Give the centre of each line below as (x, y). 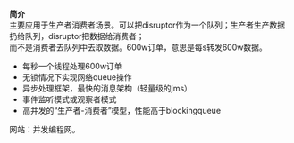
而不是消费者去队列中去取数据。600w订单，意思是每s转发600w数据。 (138, 47)
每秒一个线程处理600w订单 (72, 66)
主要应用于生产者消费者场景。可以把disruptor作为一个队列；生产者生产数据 (147, 25)
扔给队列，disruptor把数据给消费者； (77, 36)
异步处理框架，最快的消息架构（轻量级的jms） (107, 88)
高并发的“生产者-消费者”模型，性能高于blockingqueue (122, 111)
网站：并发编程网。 (45, 129)
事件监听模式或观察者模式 (69, 99)
